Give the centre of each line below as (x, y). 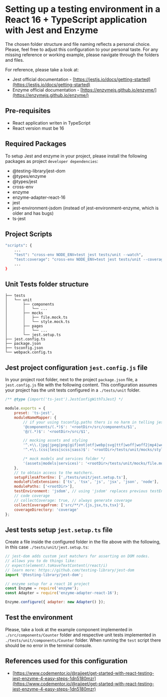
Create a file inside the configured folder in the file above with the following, (83, 542)
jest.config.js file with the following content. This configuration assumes (81, 385)
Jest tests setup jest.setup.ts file (59, 530)
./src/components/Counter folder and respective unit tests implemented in (81, 635)
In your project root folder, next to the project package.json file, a (71, 380)
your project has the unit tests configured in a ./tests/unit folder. (73, 390)
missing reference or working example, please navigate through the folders (82, 55)
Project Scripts (29, 234)
